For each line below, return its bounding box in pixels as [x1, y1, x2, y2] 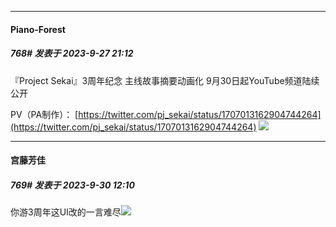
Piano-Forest [10, 23, 66, 35]
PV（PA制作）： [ [10, 108, 79, 120]
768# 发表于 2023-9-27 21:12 [10, 47, 134, 60]
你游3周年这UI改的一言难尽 [10, 206, 122, 218]
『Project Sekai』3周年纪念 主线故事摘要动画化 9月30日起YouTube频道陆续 [10, 74, 320, 86]
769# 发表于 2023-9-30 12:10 [10, 179, 135, 191]
